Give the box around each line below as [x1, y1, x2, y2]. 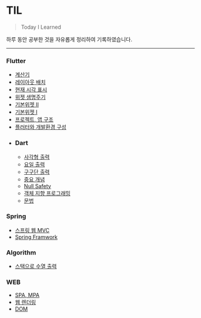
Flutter [6, 56, 26, 65]
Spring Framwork [14, 233, 58, 240]
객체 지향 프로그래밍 [23, 189, 71, 196]
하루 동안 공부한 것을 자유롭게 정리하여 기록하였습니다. [6, 35, 133, 43]
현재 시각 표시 [14, 86, 47, 93]
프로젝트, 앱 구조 [14, 116, 54, 123]
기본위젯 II [14, 101, 39, 108]
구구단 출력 [23, 168, 50, 175]
